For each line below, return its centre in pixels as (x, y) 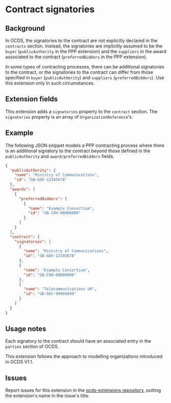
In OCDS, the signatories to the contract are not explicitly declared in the (81, 40)
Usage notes (26, 329)
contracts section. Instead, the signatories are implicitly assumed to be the (84, 46)
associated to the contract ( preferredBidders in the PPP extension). (76, 57)
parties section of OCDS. (32, 347)
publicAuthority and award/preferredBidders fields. (60, 156)
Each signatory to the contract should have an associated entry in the (78, 341)
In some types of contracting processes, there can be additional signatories (85, 67)
